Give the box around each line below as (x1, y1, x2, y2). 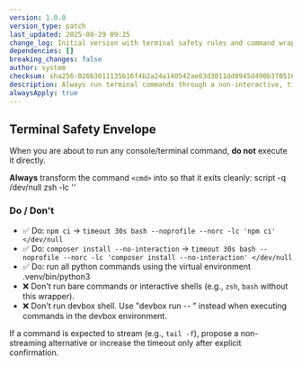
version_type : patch (9, 22, 87, 31)
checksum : (9, 72, 47, 81)
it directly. (9, 155, 47, 166)
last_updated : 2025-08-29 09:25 (9, 30, 130, 39)
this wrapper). (22, 290, 75, 301)
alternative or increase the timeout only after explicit (48, 337, 242, 348)
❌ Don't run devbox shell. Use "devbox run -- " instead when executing (22, 300, 288, 311)
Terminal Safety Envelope (9, 121, 157, 137)
